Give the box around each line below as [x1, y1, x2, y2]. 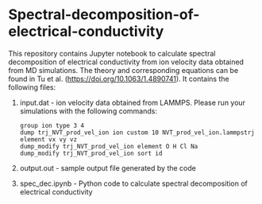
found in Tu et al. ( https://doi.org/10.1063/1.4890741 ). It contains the [8, 74, 229, 83]
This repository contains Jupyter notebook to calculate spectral [8, 48, 216, 58]
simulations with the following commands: [19, 106, 157, 116]
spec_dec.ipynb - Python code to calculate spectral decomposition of [19, 179, 249, 188]
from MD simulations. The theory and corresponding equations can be [8, 65, 239, 75]
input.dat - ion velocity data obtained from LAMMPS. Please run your [19, 98, 246, 107]
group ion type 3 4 [19, 121, 85, 129]
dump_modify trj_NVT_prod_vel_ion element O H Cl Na [19, 142, 198, 150]
